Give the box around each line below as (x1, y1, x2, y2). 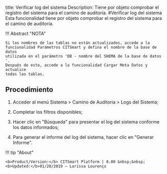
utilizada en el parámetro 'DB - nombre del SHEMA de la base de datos (5, 54, 161, 59)
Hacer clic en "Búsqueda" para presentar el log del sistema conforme (12, 118, 160, 125)
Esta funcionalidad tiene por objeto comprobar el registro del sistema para (5, 15, 162, 21)
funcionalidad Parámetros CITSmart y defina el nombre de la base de (5, 45, 157, 50)
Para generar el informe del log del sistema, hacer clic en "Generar (12, 134, 154, 140)
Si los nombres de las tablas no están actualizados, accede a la (5, 40, 150, 45)
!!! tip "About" (5, 149, 34, 155)
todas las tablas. (5, 71, 45, 77)
